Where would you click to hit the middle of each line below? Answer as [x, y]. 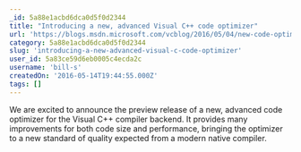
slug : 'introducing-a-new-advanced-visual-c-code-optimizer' [126, 51]
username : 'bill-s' [46, 68]
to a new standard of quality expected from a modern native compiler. [138, 138]
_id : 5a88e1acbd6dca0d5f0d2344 [68, 17]
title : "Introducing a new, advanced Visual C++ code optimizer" [133, 26]
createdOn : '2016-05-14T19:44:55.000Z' [84, 76]
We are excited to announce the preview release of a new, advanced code [146, 109]
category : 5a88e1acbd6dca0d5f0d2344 [77, 42]
